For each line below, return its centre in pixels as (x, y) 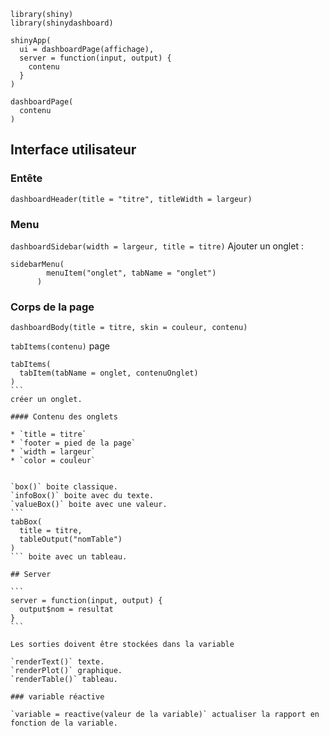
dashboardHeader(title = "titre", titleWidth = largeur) (131, 199)
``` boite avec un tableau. (69, 557)
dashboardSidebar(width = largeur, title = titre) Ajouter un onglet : (157, 246)
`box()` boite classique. (64, 487)
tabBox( (26, 522)
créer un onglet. (46, 400)
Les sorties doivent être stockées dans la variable (122, 645)
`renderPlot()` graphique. (66, 671)
